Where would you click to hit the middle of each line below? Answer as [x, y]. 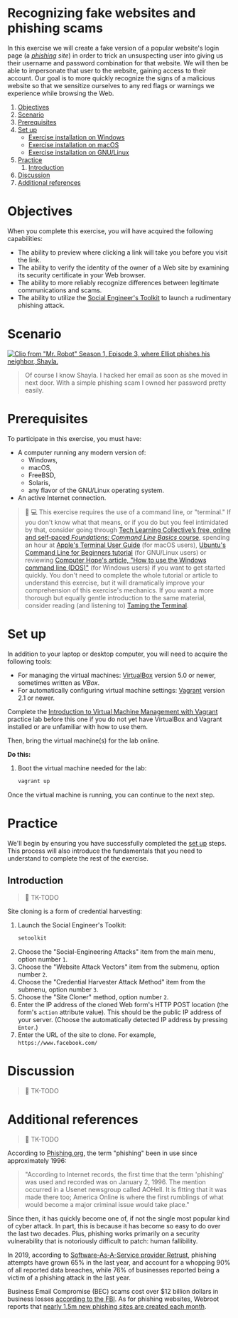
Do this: [19, 754]
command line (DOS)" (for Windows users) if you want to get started [125, 568]
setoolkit [32, 938]
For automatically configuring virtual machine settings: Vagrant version [121, 690]
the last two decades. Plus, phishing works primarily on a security [104, 1234]
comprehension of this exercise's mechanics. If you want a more [119, 590]
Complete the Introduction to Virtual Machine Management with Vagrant [113, 711]
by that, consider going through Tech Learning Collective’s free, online [128, 530]
